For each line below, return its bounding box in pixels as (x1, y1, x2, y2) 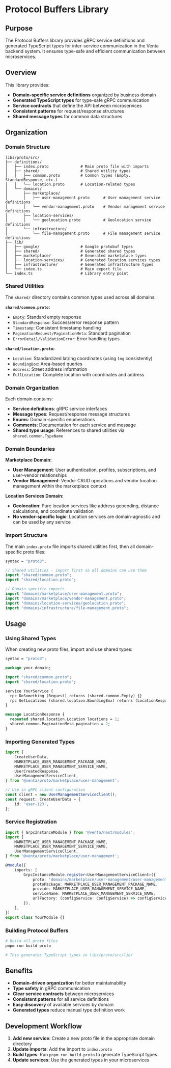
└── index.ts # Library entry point (5, 271, 129, 276)
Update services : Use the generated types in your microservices (12, 1057, 150, 1063)
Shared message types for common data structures (12, 113, 123, 119)
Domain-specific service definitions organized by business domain (12, 92, 156, 98)
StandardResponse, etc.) (5, 177, 58, 182)
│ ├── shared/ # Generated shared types (5, 249, 136, 254)
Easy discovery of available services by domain (12, 1002, 113, 1008)
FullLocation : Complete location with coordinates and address (12, 371, 145, 377)
